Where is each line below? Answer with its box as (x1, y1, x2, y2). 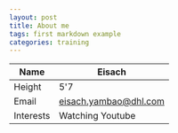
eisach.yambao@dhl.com (59, 95, 165, 107)
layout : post (9, 12, 58, 22)
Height (13, 81, 42, 93)
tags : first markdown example (9, 29, 122, 38)
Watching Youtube (59, 110, 136, 122)
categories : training (9, 37, 90, 47)
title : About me (9, 21, 69, 30)
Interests (13, 110, 51, 122)
